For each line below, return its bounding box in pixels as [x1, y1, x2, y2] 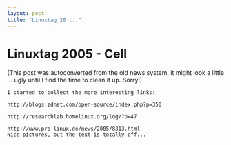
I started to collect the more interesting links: [7, 89, 156, 96]
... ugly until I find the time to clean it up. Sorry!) [7, 76, 143, 85]
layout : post [7, 10, 45, 17]
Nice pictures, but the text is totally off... [7, 131, 147, 138]
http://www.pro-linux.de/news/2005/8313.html [7, 125, 140, 133]
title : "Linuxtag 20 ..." [7, 16, 81, 23]
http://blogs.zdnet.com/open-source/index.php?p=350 [7, 101, 162, 109]
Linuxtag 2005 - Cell [7, 46, 128, 62]
